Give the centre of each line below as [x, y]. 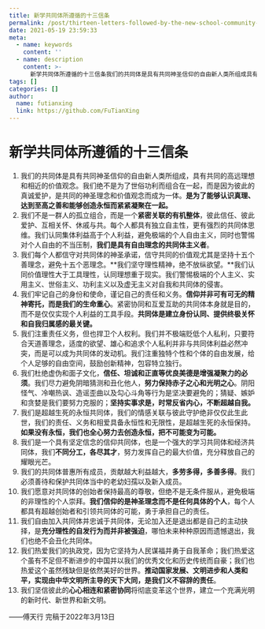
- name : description [50, 60]
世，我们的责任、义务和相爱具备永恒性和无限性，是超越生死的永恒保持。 [137, 422]
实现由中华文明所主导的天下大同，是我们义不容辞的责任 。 [127, 580]
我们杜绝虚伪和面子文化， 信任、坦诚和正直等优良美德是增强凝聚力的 [131, 373]
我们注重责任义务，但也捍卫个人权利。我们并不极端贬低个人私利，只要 [134, 333]
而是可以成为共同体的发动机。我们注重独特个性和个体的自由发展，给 [144, 353]
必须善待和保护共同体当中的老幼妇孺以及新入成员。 [103, 481]
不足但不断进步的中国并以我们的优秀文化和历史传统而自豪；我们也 [148, 560]
